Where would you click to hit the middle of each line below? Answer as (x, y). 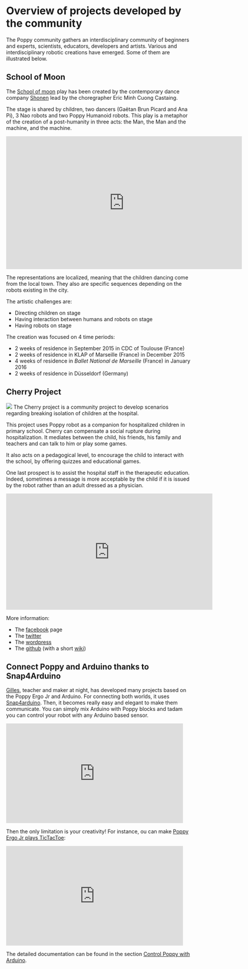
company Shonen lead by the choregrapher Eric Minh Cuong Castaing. (92, 97)
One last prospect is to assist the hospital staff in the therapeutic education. (98, 472)
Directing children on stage (47, 313)
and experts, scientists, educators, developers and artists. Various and (92, 46)
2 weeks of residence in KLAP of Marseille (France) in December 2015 (100, 354)
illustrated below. (27, 58)
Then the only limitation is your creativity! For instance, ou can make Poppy (97, 831)
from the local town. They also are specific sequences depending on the (94, 283)
